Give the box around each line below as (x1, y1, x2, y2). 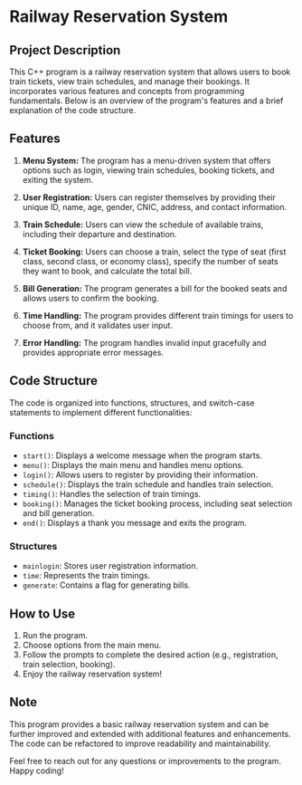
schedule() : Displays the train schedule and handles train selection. (22, 478, 274, 490)
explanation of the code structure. (9, 105, 137, 115)
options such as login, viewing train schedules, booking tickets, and (22, 165, 275, 176)
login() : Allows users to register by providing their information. (22, 469, 259, 480)
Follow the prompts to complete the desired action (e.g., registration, (22, 649, 278, 660)
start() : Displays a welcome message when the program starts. (22, 450, 262, 461)
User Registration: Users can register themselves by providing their (22, 192, 276, 203)
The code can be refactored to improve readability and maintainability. (9, 738, 271, 749)
